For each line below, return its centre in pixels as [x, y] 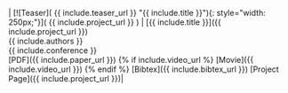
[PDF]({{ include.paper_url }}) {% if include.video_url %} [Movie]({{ [131, 60]
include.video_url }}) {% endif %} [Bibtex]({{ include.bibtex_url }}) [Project [144, 69]
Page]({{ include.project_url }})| [66, 78]
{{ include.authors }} [46, 41]
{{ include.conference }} [53, 50]
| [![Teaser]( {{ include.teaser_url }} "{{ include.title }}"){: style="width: [137, 13]
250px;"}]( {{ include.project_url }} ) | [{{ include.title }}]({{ [115, 22]
